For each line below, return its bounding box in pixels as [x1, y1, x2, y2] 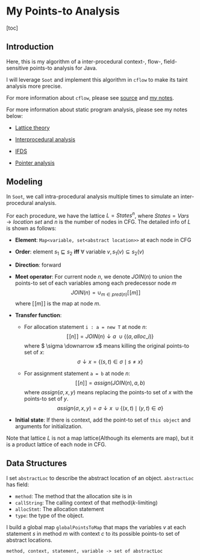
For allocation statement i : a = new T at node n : [23, 323, 148, 330]
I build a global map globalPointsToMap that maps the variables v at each [6, 523, 186, 530]
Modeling [6, 177, 43, 187]
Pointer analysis [14, 159, 55, 166]
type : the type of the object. [14, 512, 84, 519]
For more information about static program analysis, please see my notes [6, 106, 188, 113]
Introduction [6, 42, 54, 52]
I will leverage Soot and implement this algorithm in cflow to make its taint [6, 76, 188, 83]
